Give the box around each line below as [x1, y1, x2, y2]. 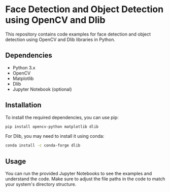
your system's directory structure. [5, 181, 77, 187]
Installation [5, 101, 42, 109]
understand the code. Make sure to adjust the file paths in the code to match [5, 176, 165, 182]
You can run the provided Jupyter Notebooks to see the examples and [5, 171, 152, 177]
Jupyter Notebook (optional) [12, 86, 72, 92]
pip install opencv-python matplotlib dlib [5, 124, 99, 129]
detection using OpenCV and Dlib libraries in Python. [5, 36, 116, 43]
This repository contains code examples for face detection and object [5, 31, 151, 37]
